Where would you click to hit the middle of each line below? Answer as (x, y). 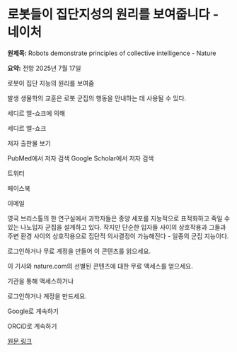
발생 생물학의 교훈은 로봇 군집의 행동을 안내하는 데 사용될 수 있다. (97, 98)
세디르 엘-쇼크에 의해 (36, 113)
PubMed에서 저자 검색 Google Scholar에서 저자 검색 (81, 158)
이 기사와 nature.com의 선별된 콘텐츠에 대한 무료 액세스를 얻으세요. (100, 266)
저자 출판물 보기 (29, 143)
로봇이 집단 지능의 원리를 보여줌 (51, 83)
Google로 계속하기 (33, 311)
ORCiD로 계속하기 (32, 326)
